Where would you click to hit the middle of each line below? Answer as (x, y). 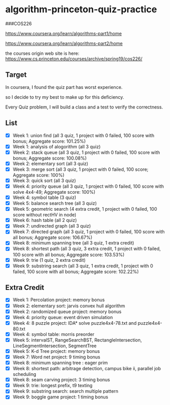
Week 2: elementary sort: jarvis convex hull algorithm (69, 306)
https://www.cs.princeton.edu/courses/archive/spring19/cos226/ (74, 59)
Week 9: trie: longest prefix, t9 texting (52, 386)
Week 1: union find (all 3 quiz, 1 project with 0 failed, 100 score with (83, 135)
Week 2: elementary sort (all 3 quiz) (50, 163)
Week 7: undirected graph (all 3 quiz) (52, 226)
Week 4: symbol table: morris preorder (54, 334)
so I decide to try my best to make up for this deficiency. (65, 97)
